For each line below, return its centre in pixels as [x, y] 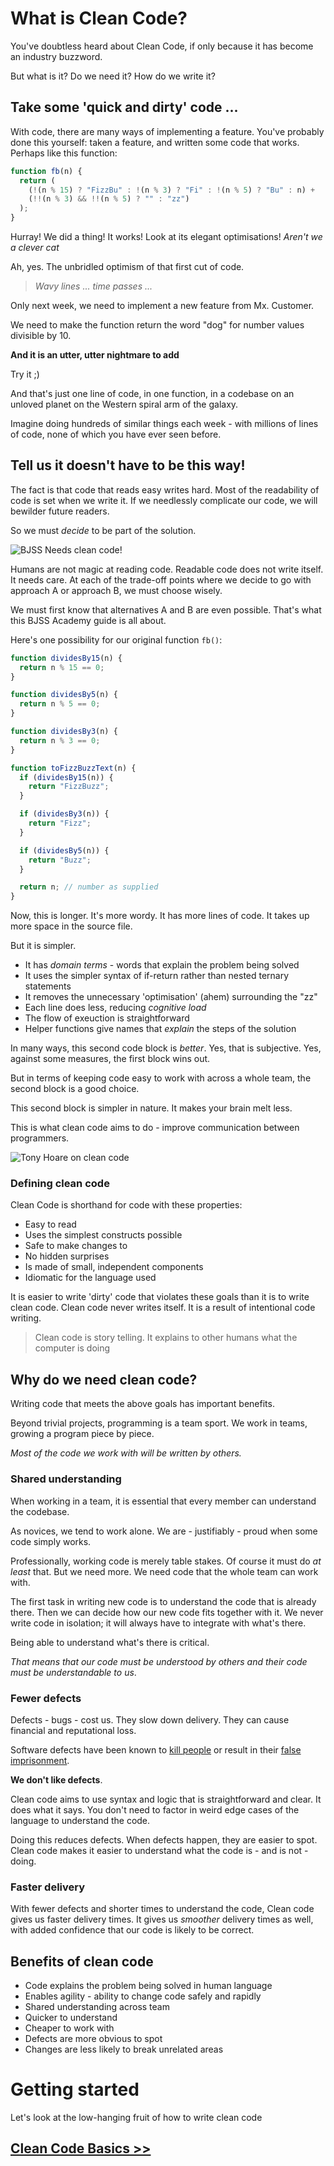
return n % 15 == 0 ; [62, 667]
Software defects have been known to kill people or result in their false [156, 1749]
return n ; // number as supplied [89, 887]
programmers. [40, 1138]
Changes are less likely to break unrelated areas [124, 2049]
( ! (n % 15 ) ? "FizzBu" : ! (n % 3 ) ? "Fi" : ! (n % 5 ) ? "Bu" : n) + [172, 190]
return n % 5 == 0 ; [60, 704]
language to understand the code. [80, 1820]
